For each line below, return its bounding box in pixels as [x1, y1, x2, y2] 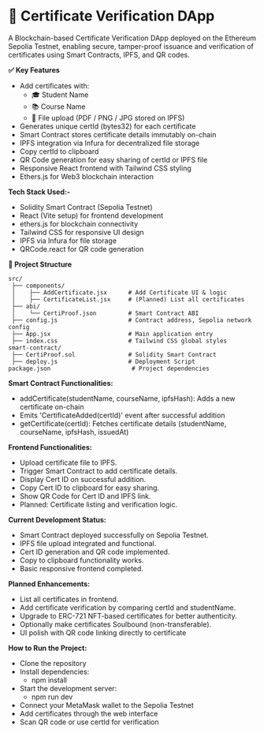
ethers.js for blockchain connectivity [19, 219, 139, 228]
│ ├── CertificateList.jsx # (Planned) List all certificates [11, 295, 245, 303]
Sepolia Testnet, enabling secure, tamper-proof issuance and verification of [8, 41, 254, 50]
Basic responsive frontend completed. [19, 563, 144, 573]
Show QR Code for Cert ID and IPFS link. [19, 491, 151, 500]
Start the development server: [19, 683, 117, 693]
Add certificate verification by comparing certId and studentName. [19, 603, 236, 612]
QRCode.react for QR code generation [19, 244, 144, 253]
